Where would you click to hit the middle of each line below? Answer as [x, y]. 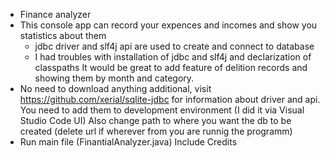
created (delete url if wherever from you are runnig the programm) [156, 131]
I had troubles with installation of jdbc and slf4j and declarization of [173, 57]
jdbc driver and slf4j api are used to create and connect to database [174, 46]
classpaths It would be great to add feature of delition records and [171, 67]
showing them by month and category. [114, 78]
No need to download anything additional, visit [115, 88]
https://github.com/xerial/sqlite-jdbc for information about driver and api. [170, 99]
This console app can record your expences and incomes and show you [168, 25]
